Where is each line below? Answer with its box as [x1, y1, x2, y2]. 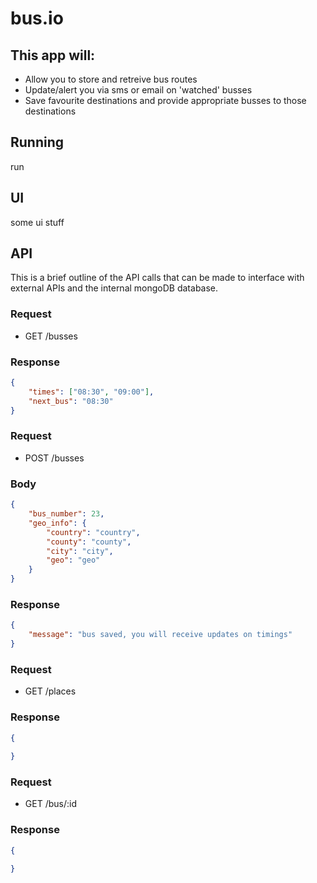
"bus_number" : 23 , [28, 509, 105, 519]
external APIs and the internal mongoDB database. [10, 282, 219, 294]
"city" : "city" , [46, 546, 114, 556]
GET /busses [24, 330, 78, 342]
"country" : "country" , [46, 527, 141, 537]
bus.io [10, 7, 64, 30]
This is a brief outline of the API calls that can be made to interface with [10, 272, 305, 284]
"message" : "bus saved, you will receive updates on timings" [28, 630, 293, 640]
